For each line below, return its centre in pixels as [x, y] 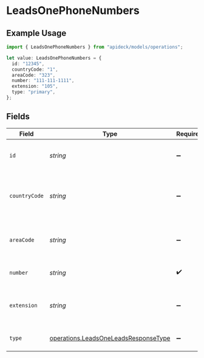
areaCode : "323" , [34, 75]
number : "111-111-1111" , [43, 81]
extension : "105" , [35, 86]
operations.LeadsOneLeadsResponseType [110, 338]
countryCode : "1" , [35, 69]
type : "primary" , [34, 92]
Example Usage [36, 33]
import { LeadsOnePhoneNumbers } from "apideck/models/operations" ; [95, 47]
